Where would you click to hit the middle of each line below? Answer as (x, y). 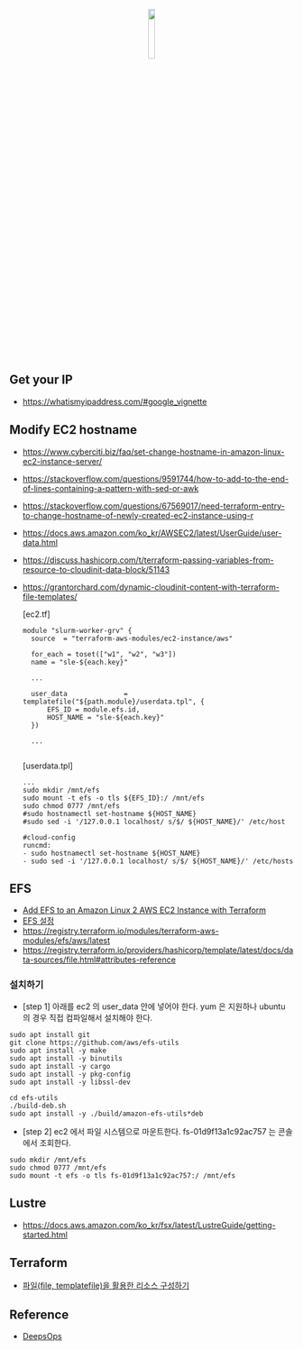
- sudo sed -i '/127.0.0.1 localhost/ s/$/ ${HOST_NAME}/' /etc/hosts (158, 861)
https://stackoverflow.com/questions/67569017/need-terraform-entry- (154, 506)
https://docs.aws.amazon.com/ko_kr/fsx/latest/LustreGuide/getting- (149, 1225)
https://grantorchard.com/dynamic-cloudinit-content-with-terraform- (151, 587)
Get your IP (41, 380)
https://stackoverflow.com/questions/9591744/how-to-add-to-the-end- (156, 479)
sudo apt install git (50, 1034)
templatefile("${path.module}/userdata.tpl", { (113, 702)
